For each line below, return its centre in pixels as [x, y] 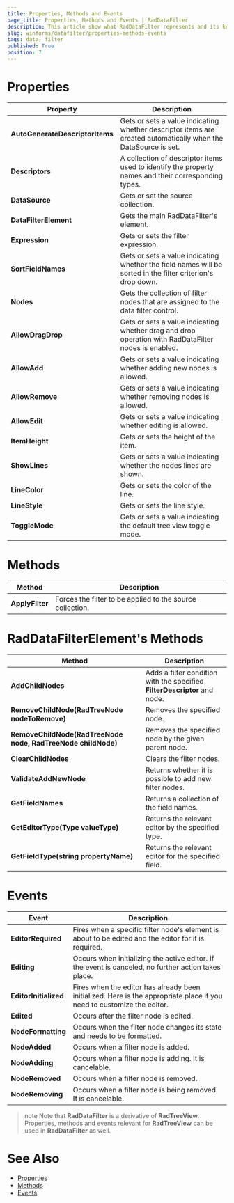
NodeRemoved [36, 1078]
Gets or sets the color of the [166, 485]
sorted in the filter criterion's [167, 273]
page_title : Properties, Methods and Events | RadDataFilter [98, 20]
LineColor [27, 489]
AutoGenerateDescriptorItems [62, 134]
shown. [132, 474]
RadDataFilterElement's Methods [105, 638]
